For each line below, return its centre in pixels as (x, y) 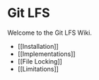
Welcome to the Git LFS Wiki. (49, 33)
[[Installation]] (38, 46)
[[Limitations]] (38, 69)
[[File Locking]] (40, 61)
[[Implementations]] (46, 54)
